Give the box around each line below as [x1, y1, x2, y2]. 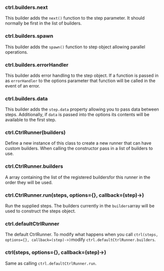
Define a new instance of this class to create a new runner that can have [5, 140, 152, 146]
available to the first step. [5, 117, 56, 123]
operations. [5, 49, 28, 55]
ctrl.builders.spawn [5, 32, 54, 39]
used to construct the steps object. [5, 208, 76, 214]
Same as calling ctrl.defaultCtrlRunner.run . [5, 260, 97, 266]
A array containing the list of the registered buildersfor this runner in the [5, 174, 151, 180]
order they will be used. [5, 179, 53, 185]
